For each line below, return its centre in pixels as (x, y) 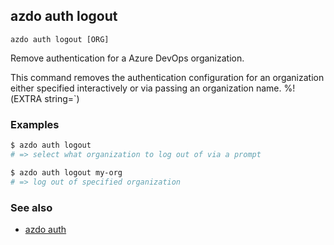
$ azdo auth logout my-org (66, 172)
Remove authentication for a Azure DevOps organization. (127, 58)
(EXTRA (26, 98)
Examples (35, 124)
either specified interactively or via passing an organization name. (146, 88)
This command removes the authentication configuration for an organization (167, 77)
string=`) (62, 98)
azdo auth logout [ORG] (60, 39)
